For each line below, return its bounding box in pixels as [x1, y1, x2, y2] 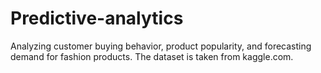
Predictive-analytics [10, 7, 184, 30]
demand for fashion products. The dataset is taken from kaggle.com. [10, 50, 294, 62]
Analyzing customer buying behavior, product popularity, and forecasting [10, 40, 312, 52]
